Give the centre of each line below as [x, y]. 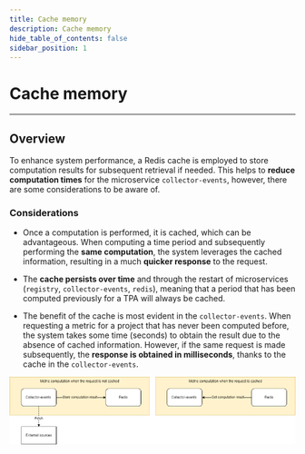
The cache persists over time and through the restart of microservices [155, 279]
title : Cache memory [49, 19]
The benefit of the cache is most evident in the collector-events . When [157, 316]
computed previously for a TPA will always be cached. [124, 299]
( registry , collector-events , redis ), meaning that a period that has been [159, 289]
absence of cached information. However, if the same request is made [154, 345]
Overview [38, 138]
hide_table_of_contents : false [69, 38]
